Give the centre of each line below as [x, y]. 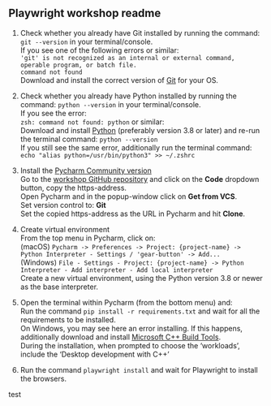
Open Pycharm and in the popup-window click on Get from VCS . [129, 196]
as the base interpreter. [59, 287]
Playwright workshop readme [85, 13]
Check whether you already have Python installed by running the [128, 96]
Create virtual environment [65, 229]
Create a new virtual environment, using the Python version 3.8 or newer [142, 278]
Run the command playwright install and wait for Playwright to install [139, 369]
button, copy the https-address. [73, 188]
